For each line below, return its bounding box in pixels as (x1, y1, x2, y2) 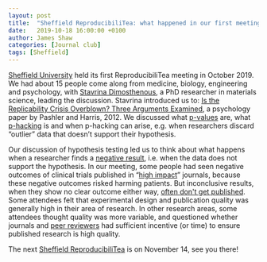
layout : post (8, 11, 52, 20)
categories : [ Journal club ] (8, 41, 102, 49)
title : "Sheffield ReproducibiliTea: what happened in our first (8, 19, 233, 27)
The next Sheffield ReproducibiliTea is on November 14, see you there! (8, 245, 238, 254)
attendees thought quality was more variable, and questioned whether (8, 212, 238, 222)
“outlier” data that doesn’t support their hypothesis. (8, 129, 176, 139)
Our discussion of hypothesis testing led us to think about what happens (8, 144, 246, 154)
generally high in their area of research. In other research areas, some (8, 204, 238, 213)
